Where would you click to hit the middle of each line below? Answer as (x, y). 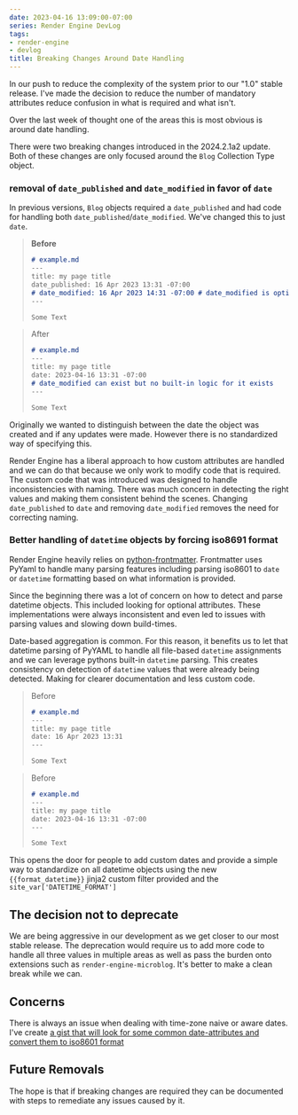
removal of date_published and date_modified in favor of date (141, 188)
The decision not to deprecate (94, 915)
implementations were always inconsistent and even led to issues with (137, 614)
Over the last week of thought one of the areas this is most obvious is (136, 120)
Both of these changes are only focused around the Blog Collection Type (142, 156)
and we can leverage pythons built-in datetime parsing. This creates (134, 660)
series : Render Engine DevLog (65, 26)
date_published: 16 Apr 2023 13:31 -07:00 (110, 285)
